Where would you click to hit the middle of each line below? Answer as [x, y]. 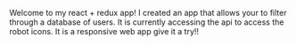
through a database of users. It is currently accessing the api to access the [147, 22]
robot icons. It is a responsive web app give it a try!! [104, 31]
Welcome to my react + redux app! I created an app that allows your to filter [148, 13]
